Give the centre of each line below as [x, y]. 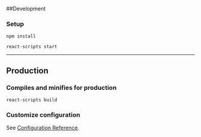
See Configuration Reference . [43, 128]
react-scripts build [32, 100]
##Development [26, 9]
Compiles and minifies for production [61, 88]
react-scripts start [32, 47]
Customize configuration [43, 114]
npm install [21, 36]
